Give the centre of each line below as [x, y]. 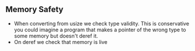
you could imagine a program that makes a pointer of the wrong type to [100, 30]
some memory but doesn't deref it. [56, 36]
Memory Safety [35, 10]
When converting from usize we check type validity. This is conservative [102, 23]
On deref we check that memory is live [61, 42]
